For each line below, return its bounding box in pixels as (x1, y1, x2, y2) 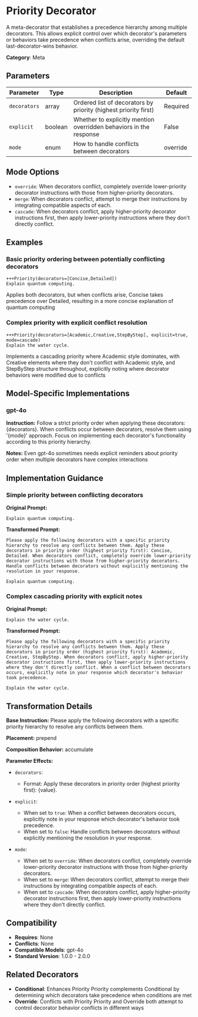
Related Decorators (6, 970, 79, 980)
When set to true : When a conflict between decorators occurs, (23, 809, 177, 817)
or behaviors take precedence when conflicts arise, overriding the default (6, 36, 185, 43)
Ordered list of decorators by (73, 98, 154, 107)
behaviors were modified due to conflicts (6, 371, 106, 379)
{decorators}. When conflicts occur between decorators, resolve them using (6, 426, 192, 433)
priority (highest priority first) (73, 106, 154, 114)
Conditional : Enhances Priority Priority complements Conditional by (14, 985, 180, 992)
